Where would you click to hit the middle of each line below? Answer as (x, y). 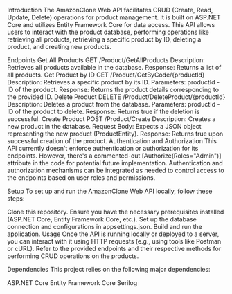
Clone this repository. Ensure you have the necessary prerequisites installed (116, 212)
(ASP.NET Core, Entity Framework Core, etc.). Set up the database (102, 219)
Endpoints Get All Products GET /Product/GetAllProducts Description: (106, 60)
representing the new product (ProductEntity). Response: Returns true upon (115, 134)
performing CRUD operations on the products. (73, 256)
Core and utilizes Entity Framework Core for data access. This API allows (111, 25)
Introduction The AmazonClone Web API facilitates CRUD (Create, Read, (110, 10)
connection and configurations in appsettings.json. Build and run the (105, 227)
